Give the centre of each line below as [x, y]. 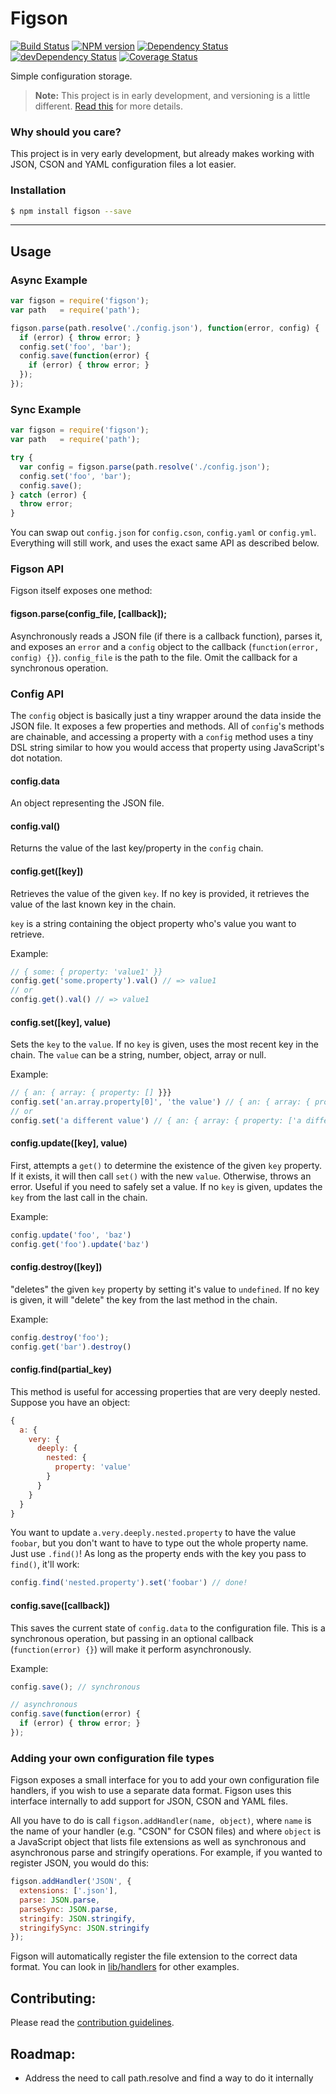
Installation [38, 190]
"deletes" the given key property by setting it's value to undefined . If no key [165, 1289]
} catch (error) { [48, 495]
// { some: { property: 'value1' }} [86, 972]
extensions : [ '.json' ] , [68, 1891]
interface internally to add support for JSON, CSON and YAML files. [149, 1801]
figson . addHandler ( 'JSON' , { [71, 1882]
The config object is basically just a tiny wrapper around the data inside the [166, 715]
